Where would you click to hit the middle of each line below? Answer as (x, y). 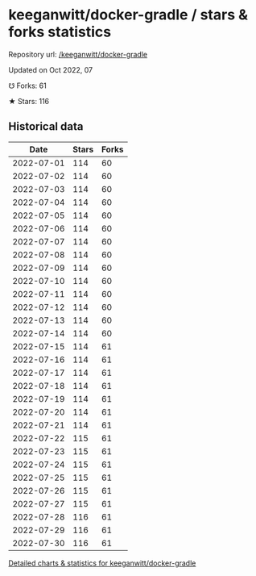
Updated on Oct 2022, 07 (51, 69)
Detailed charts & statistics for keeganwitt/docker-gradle (102, 563)
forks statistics (60, 32)
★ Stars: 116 (29, 101)
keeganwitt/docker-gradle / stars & (128, 15)
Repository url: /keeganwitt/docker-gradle (78, 54)
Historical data (46, 127)
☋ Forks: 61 (27, 86)
